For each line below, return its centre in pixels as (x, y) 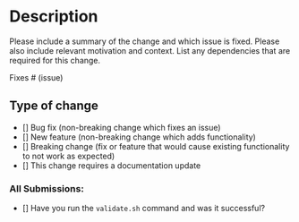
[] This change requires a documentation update (111, 165)
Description (54, 17)
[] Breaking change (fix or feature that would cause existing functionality (156, 146)
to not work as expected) (68, 156)
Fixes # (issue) (36, 77)
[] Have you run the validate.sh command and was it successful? (144, 209)
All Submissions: (47, 188)
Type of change (54, 106)
